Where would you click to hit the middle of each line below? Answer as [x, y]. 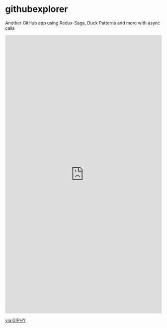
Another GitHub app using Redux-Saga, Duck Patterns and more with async [83, 23]
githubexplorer [37, 9]
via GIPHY [16, 321]
